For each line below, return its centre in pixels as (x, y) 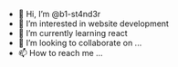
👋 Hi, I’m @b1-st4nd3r (59, 14)
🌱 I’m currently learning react (73, 33)
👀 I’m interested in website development (93, 24)
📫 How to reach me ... (60, 53)
